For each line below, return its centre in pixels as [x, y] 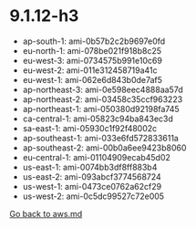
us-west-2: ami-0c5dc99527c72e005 [93, 196]
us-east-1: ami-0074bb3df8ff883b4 [90, 167]
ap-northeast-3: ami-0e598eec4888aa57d [103, 89]
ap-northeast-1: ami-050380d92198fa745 [101, 109]
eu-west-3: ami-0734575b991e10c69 [92, 60]
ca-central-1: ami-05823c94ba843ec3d [98, 119]
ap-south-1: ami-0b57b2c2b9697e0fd [94, 41]
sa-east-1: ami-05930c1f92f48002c [90, 128]
